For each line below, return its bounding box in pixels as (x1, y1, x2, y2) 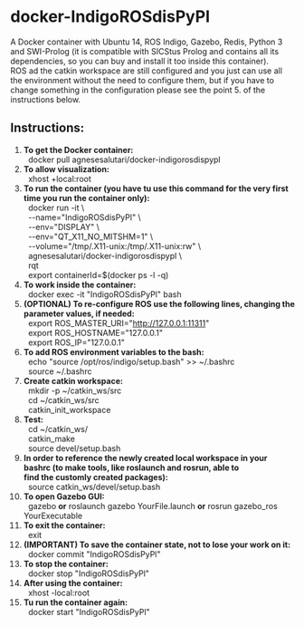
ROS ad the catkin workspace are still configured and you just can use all (10, 65, 283, 76)
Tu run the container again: (23, 596, 128, 608)
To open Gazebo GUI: (23, 491, 105, 502)
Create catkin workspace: (23, 375, 123, 386)
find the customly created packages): (23, 471, 168, 482)
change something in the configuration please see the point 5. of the (10, 84, 266, 95)
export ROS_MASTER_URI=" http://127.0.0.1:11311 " (27, 317, 210, 328)
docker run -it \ (27, 202, 85, 213)
